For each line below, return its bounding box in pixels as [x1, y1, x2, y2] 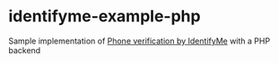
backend [8, 44, 41, 55]
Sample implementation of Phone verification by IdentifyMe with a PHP [8, 35, 271, 46]
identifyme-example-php [8, 6, 201, 27]
